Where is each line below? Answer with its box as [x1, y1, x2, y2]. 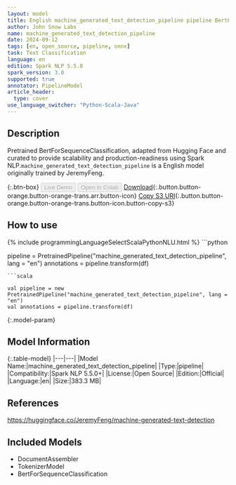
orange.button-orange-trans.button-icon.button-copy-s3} [7, 199, 175, 207]
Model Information [7, 335, 91, 347]
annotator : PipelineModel [7, 82, 83, 89]
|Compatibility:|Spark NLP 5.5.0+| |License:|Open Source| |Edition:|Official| [7, 369, 225, 378]
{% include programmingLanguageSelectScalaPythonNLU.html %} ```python [7, 238, 228, 246]
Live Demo [44, 183, 72, 191]
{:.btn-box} [7, 182, 40, 191]
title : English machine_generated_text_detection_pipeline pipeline [7, 17, 212, 24]
